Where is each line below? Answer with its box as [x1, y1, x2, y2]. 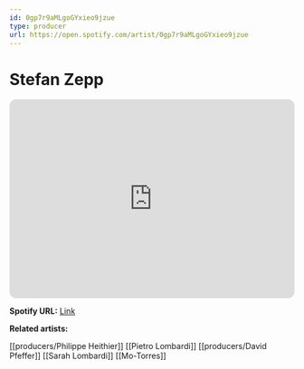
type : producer [9, 22, 67, 31]
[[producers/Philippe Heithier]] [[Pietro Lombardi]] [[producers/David [9, 341, 267, 352]
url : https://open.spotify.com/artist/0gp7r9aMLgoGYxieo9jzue [9, 30, 249, 39]
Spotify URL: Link [9, 306, 76, 317]
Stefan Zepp [9, 69, 104, 90]
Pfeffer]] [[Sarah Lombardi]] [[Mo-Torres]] [9, 350, 166, 362]
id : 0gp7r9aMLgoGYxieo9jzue [9, 13, 116, 23]
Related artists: [9, 323, 69, 335]
